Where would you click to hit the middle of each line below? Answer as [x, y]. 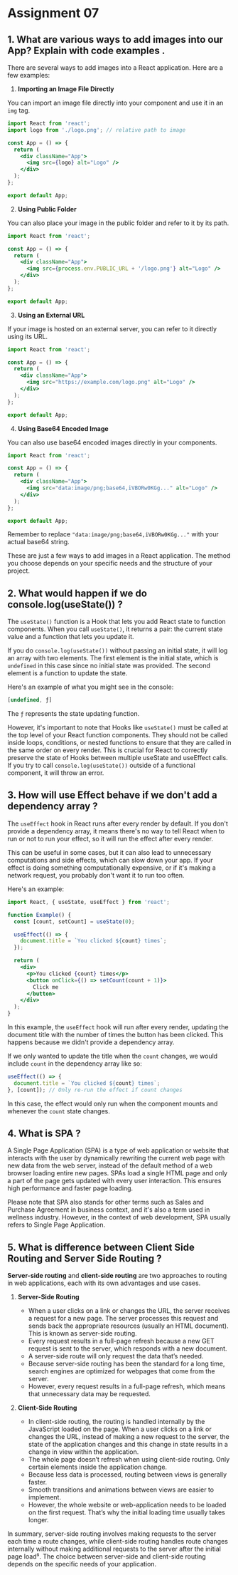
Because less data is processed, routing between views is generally [128, 1475]
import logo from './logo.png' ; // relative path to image [97, 130]
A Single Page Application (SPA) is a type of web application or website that [118, 1150]
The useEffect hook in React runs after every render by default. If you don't [118, 823]
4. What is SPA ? [44, 1134]
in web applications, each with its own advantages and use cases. [104, 1283]
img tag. [19, 110]
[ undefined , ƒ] [30, 700]
